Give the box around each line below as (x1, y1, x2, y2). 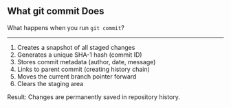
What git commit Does (7, 5, 104, 17)
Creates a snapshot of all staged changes (16, 43, 135, 51)
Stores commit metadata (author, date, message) (16, 57, 156, 66)
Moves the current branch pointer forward (16, 72, 137, 81)
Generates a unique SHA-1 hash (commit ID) (16, 51, 142, 59)
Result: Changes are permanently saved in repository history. (7, 92, 181, 101)
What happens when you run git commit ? (7, 23, 125, 31)
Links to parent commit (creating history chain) (16, 65, 150, 73)
